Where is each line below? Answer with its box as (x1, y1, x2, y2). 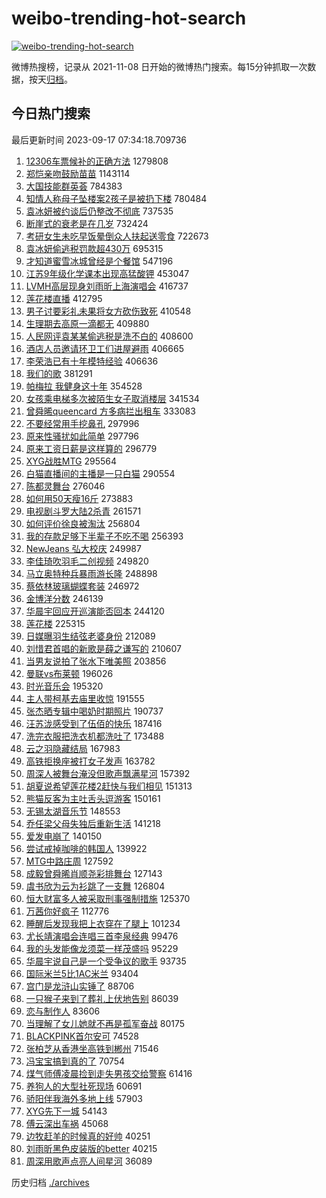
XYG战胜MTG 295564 (25, 455, 118, 467)
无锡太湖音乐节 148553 (25, 805, 121, 817)
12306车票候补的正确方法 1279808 (25, 155, 169, 167)
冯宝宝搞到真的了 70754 (25, 1055, 126, 1067)
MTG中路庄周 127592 (25, 855, 114, 867)
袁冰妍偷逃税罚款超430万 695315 (25, 242, 164, 254)
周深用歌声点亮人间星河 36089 (25, 1155, 153, 1167)
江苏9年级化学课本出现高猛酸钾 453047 (25, 267, 190, 279)
